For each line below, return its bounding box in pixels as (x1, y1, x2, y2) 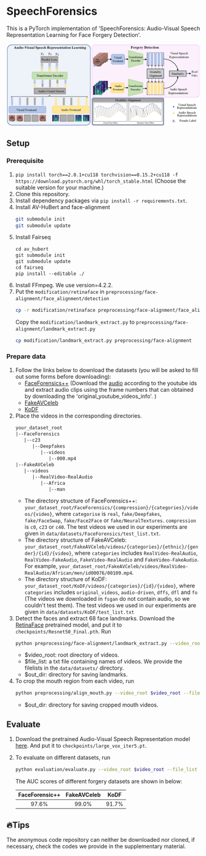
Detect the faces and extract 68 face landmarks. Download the (15, 614, 175, 622)
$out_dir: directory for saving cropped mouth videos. (24, 701, 159, 708)
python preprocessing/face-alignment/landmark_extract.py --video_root (15, 640, 203, 646)
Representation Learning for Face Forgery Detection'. (6, 31, 141, 38)
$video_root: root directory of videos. (24, 651, 120, 659)
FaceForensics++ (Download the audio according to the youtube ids (24, 379, 197, 387)
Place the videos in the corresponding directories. (15, 412, 143, 419)
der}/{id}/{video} (24, 550, 72, 557)
